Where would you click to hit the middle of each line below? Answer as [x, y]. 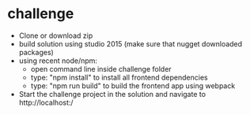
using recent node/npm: [58, 61]
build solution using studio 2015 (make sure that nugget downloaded [131, 43]
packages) [36, 52]
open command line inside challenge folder [101, 69]
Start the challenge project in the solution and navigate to [112, 94]
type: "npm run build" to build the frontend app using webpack [133, 85]
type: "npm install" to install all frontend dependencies [119, 77]
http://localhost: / [46, 102]
